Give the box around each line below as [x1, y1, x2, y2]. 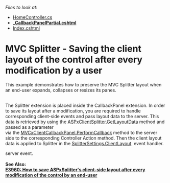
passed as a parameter [5, 124, 54, 130]
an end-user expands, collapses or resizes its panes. [5, 87, 116, 93]
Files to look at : [5, 5, 38, 10]
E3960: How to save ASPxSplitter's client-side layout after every [5, 166, 145, 173]
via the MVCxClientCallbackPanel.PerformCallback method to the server [5, 129, 158, 135]
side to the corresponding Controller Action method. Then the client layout [5, 135, 162, 141]
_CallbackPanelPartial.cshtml [12, 20, 77, 26]
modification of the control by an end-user [5, 172, 98, 178]
